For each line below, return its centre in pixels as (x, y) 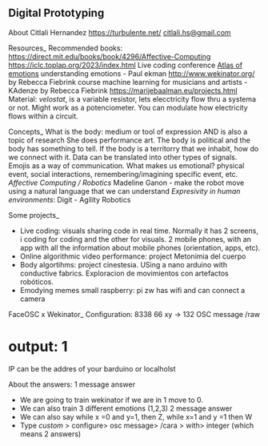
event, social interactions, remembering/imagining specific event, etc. (123, 174)
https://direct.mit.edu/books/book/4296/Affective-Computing (110, 56)
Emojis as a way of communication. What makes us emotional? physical (126, 165)
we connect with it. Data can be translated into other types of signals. (123, 157)
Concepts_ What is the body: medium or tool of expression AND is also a (128, 131)
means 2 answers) (50, 434)
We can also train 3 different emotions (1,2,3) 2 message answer (126, 408)
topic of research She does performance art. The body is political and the (129, 140)
